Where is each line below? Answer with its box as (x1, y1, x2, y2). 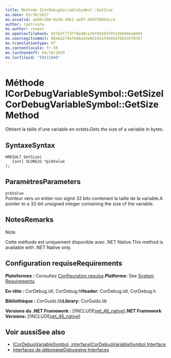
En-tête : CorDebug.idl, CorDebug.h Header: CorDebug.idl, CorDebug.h (5, 288, 156, 294)
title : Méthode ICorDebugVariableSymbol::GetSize (5, 7, 113, 13)
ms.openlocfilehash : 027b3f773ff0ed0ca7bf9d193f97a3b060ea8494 (5, 31, 143, 36)
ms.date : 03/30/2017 (5, 12, 50, 17)
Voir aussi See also (5, 327, 65, 337)
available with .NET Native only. (5, 244, 72, 250)
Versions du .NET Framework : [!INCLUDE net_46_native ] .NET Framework (5, 308, 162, 314)
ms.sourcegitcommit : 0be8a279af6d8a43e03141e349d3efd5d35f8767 (5, 36, 143, 41)
